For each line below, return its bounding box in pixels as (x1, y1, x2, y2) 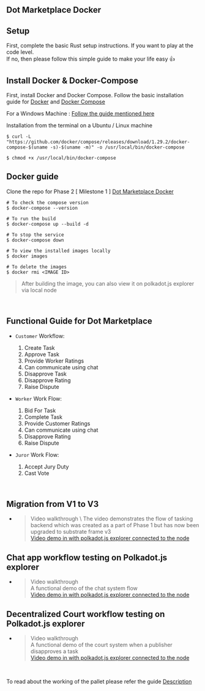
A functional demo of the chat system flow (30, 585, 138, 592)
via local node (21, 286, 57, 294)
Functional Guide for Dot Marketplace (6, 316, 153, 327)
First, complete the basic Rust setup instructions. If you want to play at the (6, 42, 194, 50)
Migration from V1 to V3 (6, 499, 99, 509)
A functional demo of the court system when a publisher (30, 641, 173, 649)
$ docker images (6, 253, 48, 259)
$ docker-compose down (6, 237, 64, 243)
